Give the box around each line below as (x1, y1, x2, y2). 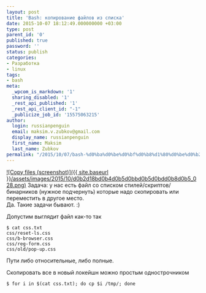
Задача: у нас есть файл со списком (27, 181, 123, 189)
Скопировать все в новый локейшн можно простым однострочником (6, 268, 189, 276)
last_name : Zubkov (12, 145, 59, 152)
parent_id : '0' (6, 32, 45, 38)
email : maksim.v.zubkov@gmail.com (12, 129, 100, 135)
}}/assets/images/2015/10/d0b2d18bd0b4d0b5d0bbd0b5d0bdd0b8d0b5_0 (6, 175, 197, 182)
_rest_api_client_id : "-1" (12, 105, 81, 112)
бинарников (6, 188, 38, 195)
